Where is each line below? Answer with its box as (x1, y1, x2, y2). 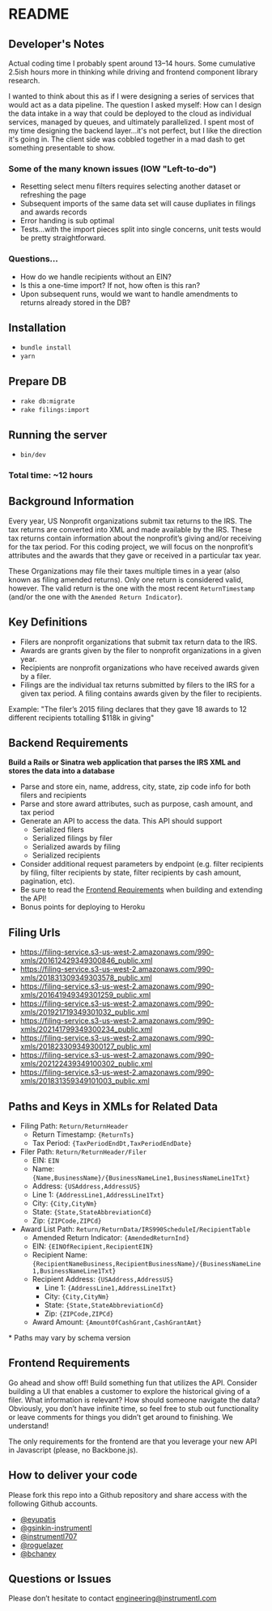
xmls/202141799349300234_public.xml (19, 1024, 153, 1034)
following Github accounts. (8, 1499, 98, 1508)
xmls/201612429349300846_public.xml (19, 956, 153, 965)
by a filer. (19, 671, 52, 680)
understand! (8, 1421, 49, 1431)
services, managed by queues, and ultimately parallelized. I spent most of (8, 117, 255, 126)
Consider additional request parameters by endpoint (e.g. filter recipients (19, 859, 264, 869)
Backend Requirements (8, 736, 129, 749)
